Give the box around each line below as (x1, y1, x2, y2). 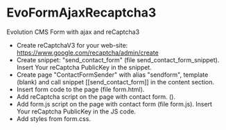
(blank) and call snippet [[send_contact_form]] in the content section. (16, 77, 214, 86)
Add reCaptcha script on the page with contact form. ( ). (16, 92, 176, 101)
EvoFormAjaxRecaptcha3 (6, 5, 157, 21)
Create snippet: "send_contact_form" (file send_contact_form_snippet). (16, 55, 220, 64)
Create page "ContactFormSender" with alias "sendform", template (16, 71, 209, 79)
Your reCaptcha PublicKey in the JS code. (16, 107, 137, 115)
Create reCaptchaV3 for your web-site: (16, 41, 128, 49)
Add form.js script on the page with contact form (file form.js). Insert (16, 100, 213, 108)
